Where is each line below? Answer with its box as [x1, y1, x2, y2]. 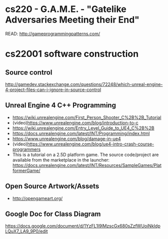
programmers [12, 146, 41, 152]
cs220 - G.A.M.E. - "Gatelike [5, 3, 126, 15]
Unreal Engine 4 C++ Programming [5, 101, 116, 109]
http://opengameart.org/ [12, 195, 63, 201]
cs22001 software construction [5, 48, 139, 59]
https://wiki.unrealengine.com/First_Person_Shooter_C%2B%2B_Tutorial [12, 114, 161, 120]
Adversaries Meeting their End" [5, 14, 140, 25]
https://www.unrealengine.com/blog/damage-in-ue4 [12, 135, 121, 141]
